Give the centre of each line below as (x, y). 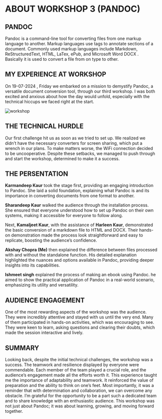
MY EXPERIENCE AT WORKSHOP (56, 75)
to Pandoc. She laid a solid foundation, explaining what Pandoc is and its (77, 191)
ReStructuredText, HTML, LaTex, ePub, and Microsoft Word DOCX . (72, 54)
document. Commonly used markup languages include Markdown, (71, 49)
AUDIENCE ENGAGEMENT (45, 300)
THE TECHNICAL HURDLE (44, 126)
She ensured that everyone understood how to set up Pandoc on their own (79, 210)
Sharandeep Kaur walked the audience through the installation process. (77, 205)
